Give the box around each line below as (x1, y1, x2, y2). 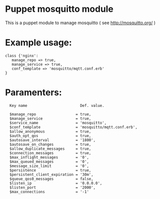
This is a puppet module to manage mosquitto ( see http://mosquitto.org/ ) (5, 20, 156, 26)
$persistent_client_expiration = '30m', (9, 172, 94, 177)
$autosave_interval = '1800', (9, 137, 96, 142)
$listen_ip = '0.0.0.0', (9, 181, 102, 186)
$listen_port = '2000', (9, 185, 96, 190)
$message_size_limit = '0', (9, 164, 90, 168)
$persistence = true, (9, 167, 92, 173)
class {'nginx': (5, 53, 38, 58)
